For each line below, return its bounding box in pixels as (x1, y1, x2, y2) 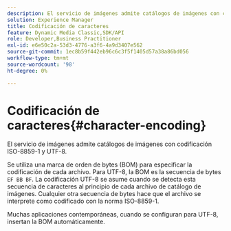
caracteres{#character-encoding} (7, 117, 207, 133)
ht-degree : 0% (7, 67, 48, 74)
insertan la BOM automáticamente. (7, 217, 105, 226)
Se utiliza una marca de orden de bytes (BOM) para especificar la (7, 160, 192, 169)
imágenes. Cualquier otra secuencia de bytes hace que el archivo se (7, 190, 201, 198)
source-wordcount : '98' (7, 61, 76, 68)
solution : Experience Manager (7, 16, 94, 23)
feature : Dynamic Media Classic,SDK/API (7, 29, 125, 36)
